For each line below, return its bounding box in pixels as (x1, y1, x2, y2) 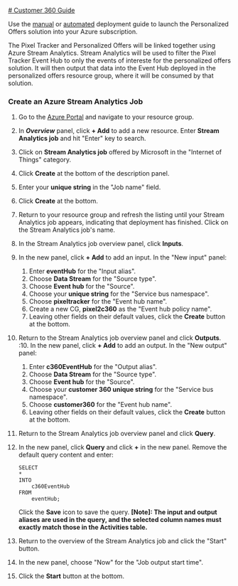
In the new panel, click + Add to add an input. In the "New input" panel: (18, 253, 227, 262)
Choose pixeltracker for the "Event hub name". (28, 297, 168, 306)
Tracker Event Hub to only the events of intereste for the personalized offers (8, 56, 232, 65)
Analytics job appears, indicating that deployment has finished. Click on (18, 218, 229, 227)
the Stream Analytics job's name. (18, 225, 116, 234)
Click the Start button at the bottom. (18, 572, 125, 580)
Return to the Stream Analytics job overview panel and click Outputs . (18, 334, 222, 342)
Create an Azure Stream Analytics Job (8, 96, 144, 106)
